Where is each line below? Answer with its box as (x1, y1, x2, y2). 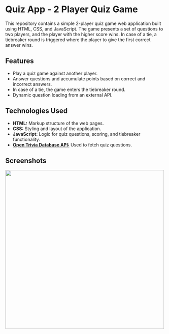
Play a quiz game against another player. (12, 70, 98, 76)
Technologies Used (5, 107, 67, 115)
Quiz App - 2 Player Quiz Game (5, 4, 138, 15)
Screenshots (5, 156, 47, 165)
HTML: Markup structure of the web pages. (12, 120, 104, 126)
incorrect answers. (12, 81, 52, 87)
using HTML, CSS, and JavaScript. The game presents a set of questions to (5, 25, 163, 32)
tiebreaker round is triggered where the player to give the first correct (5, 37, 151, 43)
